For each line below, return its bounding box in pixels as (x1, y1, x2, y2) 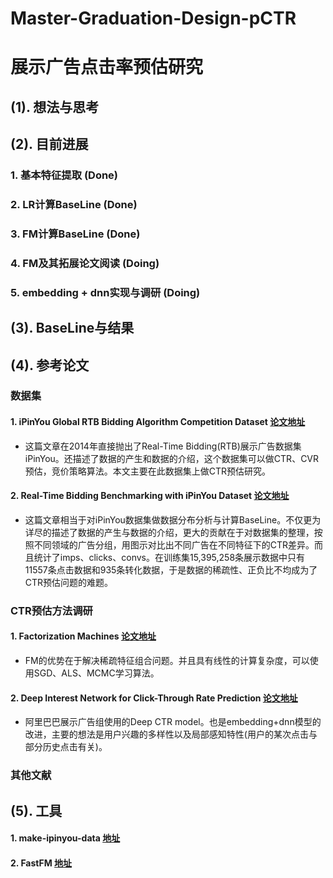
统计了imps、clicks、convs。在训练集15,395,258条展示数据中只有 (33, 551, 306, 563)
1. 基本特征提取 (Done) (10, 168, 119, 182)
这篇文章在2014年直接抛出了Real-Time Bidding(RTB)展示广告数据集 (24, 440, 302, 452)
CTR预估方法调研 (10, 603, 93, 617)
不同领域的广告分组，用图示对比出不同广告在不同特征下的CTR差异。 (33, 538, 315, 551)
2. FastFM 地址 (10, 857, 73, 869)
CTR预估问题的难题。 (24, 576, 114, 588)
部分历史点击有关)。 (24, 741, 108, 753)
